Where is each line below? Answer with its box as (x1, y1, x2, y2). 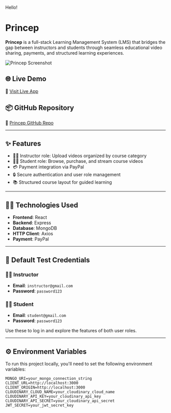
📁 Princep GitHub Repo (5, 119, 54, 126)
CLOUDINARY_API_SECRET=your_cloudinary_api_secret (5, 398, 115, 403)
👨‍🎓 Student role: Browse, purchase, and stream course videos (12, 158, 144, 164)
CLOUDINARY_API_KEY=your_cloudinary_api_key (5, 394, 101, 399)
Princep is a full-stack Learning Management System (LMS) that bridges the (5, 39, 166, 45)
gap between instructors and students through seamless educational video (5, 44, 163, 51)
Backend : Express (12, 220, 51, 226)
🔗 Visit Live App (5, 88, 39, 94)
